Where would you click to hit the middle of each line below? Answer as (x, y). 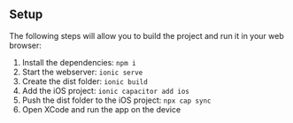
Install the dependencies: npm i (79, 62)
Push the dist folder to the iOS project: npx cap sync (116, 100)
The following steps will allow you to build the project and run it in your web (147, 35)
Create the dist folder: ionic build (85, 81)
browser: (26, 45)
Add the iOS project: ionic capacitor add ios (106, 90)
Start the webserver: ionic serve (82, 72)
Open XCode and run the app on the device (101, 109)
